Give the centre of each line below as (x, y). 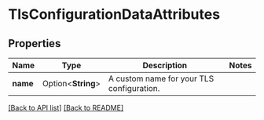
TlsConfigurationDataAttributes (114, 15)
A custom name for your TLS (161, 78)
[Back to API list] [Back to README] (66, 108)
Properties (35, 44)
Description (165, 65)
